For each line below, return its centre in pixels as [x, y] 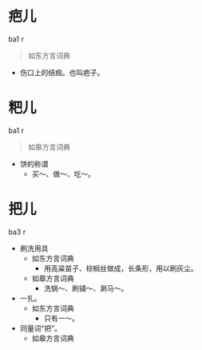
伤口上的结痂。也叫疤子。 [62, 72]
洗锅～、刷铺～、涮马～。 [86, 288]
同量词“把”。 [41, 328]
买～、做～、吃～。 [63, 173]
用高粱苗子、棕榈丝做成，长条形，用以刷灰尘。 [121, 268]
